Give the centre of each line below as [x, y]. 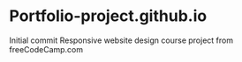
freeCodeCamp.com [46, 49]
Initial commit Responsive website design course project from [121, 40]
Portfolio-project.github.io [108, 16]
